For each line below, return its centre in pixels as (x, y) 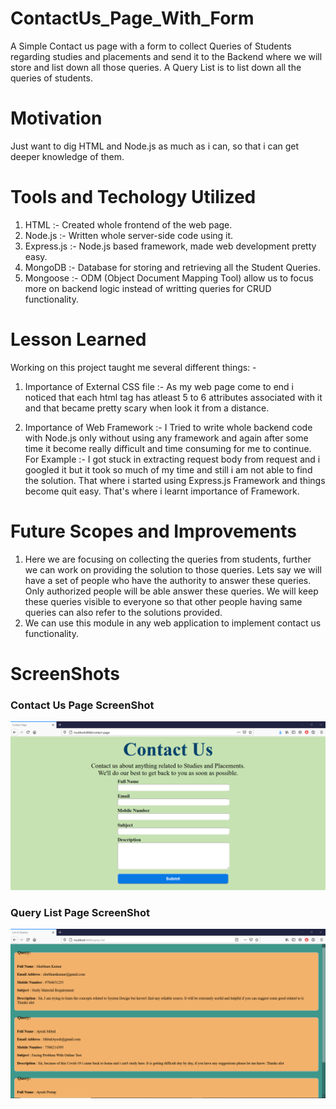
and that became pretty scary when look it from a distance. (147, 408)
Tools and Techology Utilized (133, 197)
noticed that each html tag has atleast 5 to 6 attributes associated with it (173, 397)
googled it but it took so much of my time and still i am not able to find (168, 469)
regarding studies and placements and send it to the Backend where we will (166, 56)
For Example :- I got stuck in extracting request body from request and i (172, 459)
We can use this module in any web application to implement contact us (173, 623)
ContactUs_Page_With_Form (132, 18)
